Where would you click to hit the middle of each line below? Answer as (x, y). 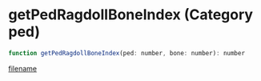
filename (23, 68)
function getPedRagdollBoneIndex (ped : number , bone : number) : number (127, 53)
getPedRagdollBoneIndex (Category (131, 15)
